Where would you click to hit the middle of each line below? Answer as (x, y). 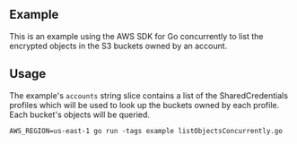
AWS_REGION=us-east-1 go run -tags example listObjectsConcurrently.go (146, 131)
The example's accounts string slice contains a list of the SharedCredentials (149, 95)
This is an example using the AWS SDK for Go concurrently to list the (136, 36)
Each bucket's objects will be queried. (80, 114)
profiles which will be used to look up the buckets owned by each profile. (144, 105)
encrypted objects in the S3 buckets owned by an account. (118, 46)
